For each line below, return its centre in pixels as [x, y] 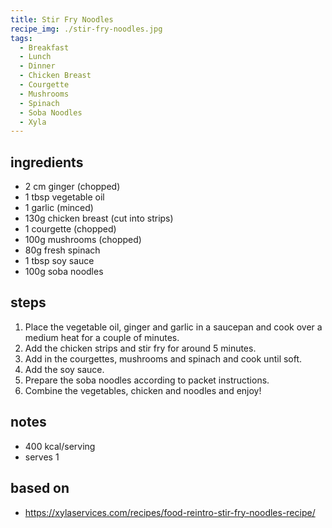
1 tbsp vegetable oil [64, 197]
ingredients [47, 162]
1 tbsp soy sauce [59, 261]
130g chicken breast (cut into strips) [99, 218]
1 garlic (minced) [59, 208]
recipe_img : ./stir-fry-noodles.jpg [86, 29]
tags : [21, 38]
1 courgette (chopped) [70, 229]
